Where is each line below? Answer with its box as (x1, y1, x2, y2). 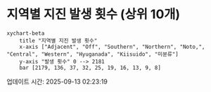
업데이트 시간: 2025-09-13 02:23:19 (6, 77, 108, 86)
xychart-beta (6, 29, 45, 37)
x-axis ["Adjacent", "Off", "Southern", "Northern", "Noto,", (19, 43, 205, 50)
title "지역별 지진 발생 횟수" (19, 37, 98, 44)
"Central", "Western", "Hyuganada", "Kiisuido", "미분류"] (6, 50, 179, 58)
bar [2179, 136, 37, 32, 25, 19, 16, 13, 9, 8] (19, 64, 161, 71)
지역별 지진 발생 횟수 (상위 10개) (6, 6, 181, 22)
